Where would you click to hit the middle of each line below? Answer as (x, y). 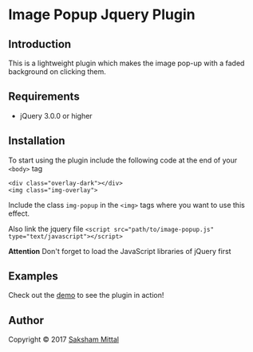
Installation (37, 141)
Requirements (44, 97)
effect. (19, 213)
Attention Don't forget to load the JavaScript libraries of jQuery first (120, 251)
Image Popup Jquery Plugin (102, 15)
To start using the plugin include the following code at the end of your (123, 160)
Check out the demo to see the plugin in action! (86, 295)
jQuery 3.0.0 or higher (56, 115)
